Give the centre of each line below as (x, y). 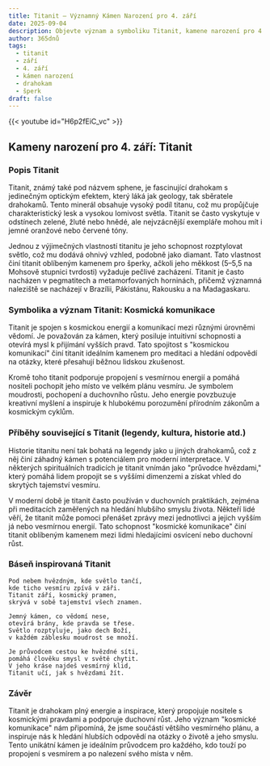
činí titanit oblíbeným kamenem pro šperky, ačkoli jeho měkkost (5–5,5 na (131, 263)
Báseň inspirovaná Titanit (60, 564)
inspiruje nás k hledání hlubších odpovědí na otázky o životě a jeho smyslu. (133, 737)
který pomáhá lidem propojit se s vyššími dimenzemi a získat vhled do (125, 476)
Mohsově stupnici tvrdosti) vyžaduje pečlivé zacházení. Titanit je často (127, 271)
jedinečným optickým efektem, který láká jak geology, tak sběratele (120, 196)
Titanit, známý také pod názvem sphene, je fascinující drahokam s (118, 187)
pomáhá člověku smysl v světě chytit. (74, 659)
